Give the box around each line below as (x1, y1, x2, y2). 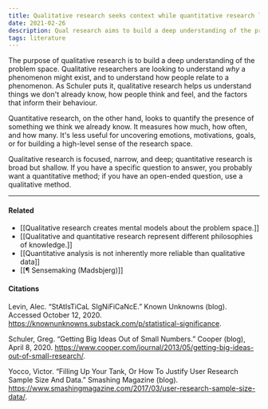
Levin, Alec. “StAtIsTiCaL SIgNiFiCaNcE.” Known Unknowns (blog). (8, 301, 227, 311)
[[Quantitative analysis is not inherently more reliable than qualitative (19, 249, 246, 258)
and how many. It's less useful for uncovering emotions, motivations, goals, (8, 131, 257, 140)
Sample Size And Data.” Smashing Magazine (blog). (8, 375, 179, 384)
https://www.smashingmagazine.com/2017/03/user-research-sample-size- (8, 383, 256, 393)
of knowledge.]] (19, 240, 73, 250)
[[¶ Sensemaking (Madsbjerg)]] (19, 265, 124, 275)
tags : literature (8, 33, 66, 42)
